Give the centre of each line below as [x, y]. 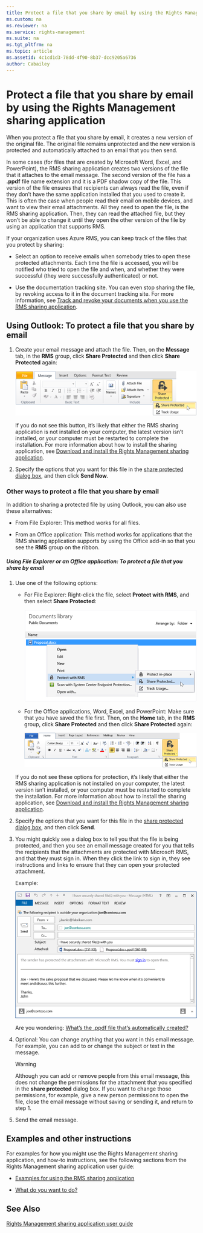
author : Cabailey [28, 64]
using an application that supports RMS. [56, 226]
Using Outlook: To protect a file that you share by [100, 325]
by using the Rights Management [91, 108]
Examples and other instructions [69, 1139]
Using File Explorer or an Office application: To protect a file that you [95, 561]
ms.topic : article [29, 52]
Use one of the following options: [56, 583]
